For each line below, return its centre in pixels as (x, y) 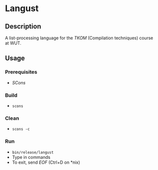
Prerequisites (21, 72)
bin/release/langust (33, 152)
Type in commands (31, 157)
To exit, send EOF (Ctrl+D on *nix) (46, 162)
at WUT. (13, 43)
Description (23, 26)
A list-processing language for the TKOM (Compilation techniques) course (79, 38)
